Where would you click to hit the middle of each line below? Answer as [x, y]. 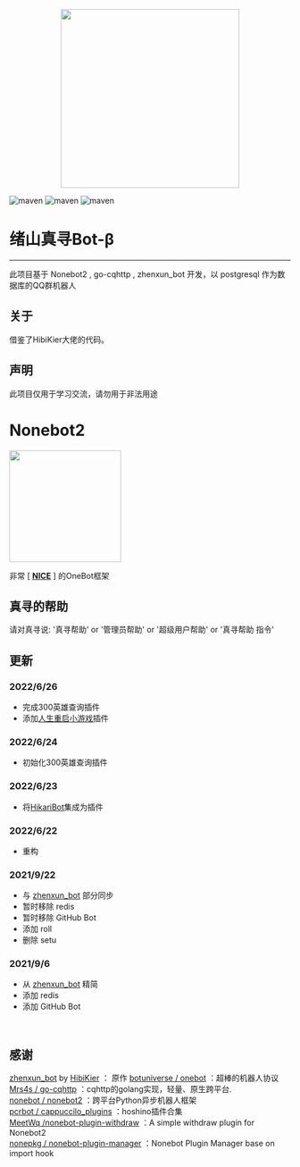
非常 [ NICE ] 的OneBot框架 [59, 575]
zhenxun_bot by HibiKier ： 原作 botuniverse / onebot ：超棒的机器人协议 [144, 1078]
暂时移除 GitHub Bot [59, 918]
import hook [32, 1154]
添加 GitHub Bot [51, 1007]
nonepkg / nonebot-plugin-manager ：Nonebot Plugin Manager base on [142, 1144]
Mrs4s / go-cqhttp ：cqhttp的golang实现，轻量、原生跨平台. [121, 1089]
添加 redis [41, 995]
